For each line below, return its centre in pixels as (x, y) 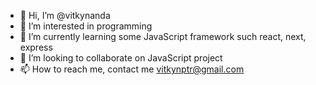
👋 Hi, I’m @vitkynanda (65, 15)
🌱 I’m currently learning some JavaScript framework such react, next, (163, 36)
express (36, 47)
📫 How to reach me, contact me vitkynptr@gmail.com (132, 69)
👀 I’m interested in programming (86, 26)
